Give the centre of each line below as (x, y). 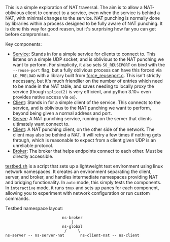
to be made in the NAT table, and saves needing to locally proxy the (83, 86)
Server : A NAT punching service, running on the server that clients (82, 118)
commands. (18, 198)
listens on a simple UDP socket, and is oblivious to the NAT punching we (88, 59)
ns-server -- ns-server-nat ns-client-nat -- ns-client (72, 235)
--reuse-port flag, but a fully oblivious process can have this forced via (87, 70)
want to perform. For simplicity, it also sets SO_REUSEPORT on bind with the (89, 65)
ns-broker (72, 218)
